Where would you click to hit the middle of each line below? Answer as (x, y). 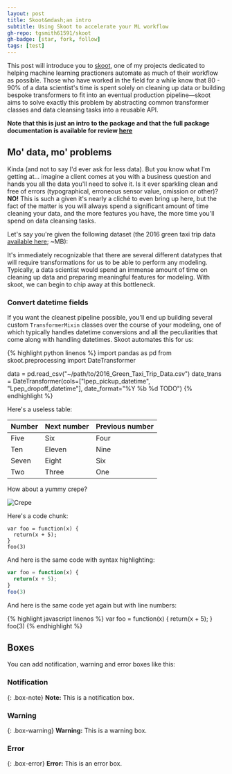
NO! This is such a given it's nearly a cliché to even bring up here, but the (112, 198)
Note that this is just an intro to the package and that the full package (108, 123)
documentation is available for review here (70, 130)
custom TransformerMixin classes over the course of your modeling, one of (114, 325)
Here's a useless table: (40, 409)
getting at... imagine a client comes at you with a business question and (109, 176)
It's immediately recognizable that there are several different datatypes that (115, 255)
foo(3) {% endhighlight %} (45, 626)
